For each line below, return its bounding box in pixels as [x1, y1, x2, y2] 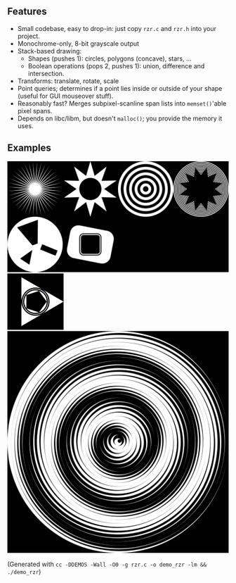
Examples [7, 142, 51, 154]
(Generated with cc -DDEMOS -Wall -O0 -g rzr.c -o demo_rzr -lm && [7, 560, 207, 568]
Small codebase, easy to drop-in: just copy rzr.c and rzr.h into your [17, 24, 216, 32]
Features [7, 6, 47, 18]
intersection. [27, 69, 65, 77]
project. [17, 32, 40, 40]
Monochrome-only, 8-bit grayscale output [17, 39, 139, 48]
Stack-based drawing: [17, 46, 82, 55]
